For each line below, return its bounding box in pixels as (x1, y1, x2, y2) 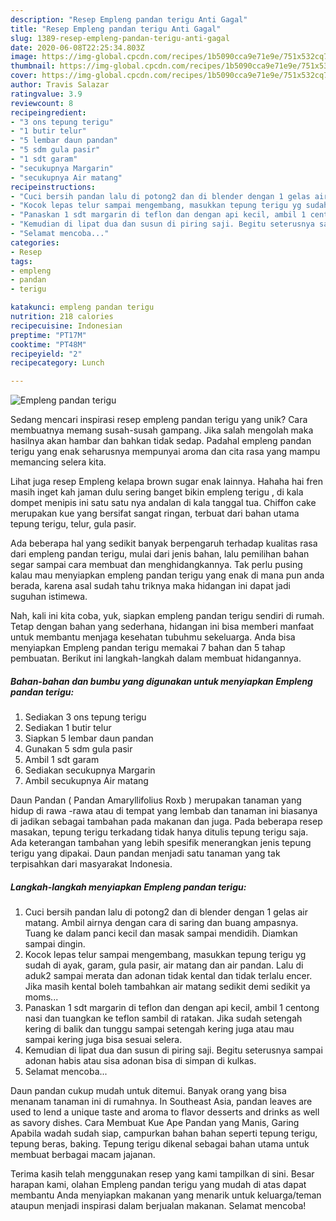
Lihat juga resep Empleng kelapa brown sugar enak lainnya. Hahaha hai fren (10, 476, 324, 488)
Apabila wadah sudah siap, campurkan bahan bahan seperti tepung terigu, (10, 1127, 318, 1140)
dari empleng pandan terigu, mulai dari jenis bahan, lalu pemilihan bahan (10, 548, 310, 560)
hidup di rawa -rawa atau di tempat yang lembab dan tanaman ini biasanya (10, 805, 318, 817)
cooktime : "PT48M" (10, 339, 87, 350)
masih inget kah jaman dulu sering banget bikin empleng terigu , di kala (10, 486, 304, 498)
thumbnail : (10, 61, 56, 71)
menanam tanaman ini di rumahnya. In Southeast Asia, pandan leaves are (10, 1096, 313, 1108)
